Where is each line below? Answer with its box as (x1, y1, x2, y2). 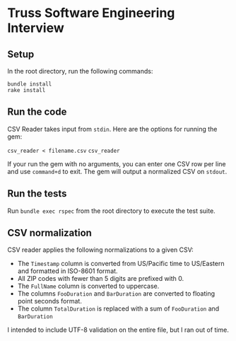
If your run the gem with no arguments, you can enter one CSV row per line (7, 159, 226, 168)
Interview (7, 20, 65, 36)
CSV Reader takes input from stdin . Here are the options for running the (7, 125, 218, 133)
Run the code (7, 106, 67, 118)
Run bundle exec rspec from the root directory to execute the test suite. (7, 207, 216, 215)
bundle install (7, 81, 52, 88)
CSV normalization (7, 227, 92, 239)
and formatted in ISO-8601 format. (17, 267, 118, 275)
